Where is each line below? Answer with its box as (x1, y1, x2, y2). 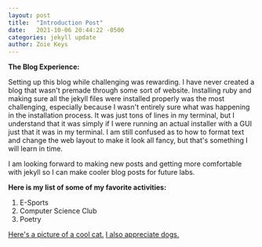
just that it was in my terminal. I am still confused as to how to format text (8, 127, 245, 137)
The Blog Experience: (8, 62, 80, 71)
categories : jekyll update (8, 33, 96, 42)
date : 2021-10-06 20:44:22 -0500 (8, 26, 125, 34)
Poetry (19, 215, 42, 224)
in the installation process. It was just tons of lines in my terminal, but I (8, 111, 235, 120)
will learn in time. (8, 144, 63, 154)
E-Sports (19, 198, 49, 208)
